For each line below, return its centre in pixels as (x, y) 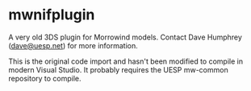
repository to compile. (45, 78)
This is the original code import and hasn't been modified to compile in (126, 61)
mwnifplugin (52, 15)
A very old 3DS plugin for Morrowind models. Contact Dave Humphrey (125, 37)
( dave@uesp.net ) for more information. (73, 45)
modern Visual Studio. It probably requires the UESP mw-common (118, 69)
